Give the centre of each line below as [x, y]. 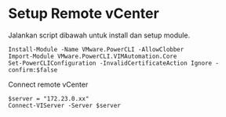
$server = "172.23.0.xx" [49, 98]
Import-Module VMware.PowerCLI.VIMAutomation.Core [93, 56]
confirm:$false [33, 70]
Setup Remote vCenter [84, 14]
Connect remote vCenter [48, 84]
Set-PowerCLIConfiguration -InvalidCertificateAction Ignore [110, 63]
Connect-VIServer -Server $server [65, 105]
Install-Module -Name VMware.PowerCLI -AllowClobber [96, 49]
